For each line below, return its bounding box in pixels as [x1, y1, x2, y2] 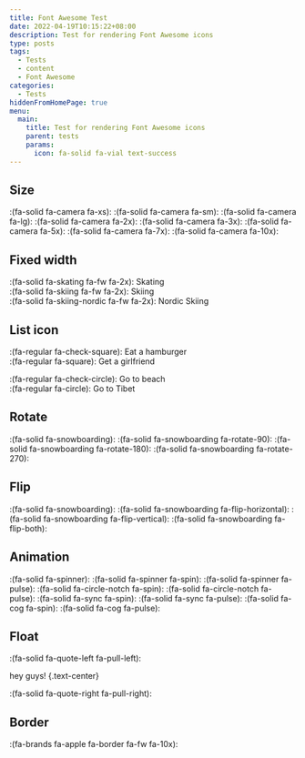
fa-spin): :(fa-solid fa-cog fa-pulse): [25, 602, 161, 613]
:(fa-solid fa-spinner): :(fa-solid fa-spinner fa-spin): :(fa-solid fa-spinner [9, 573, 280, 584]
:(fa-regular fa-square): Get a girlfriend [9, 356, 156, 367]
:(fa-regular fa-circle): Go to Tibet [9, 383, 136, 394]
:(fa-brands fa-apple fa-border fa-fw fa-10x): [9, 739, 178, 750]
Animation [9, 550, 70, 565]
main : [17, 115, 39, 124]
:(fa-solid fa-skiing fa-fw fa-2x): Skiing [9, 286, 155, 297]
